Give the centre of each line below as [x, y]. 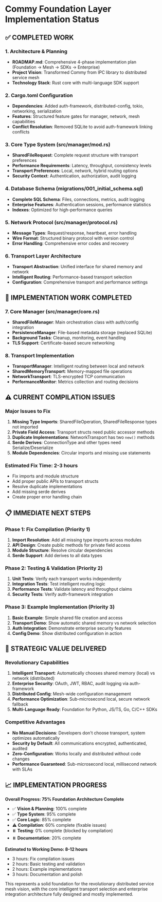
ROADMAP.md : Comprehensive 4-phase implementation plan [74, 62]
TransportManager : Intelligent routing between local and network [78, 366]
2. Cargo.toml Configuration [39, 95]
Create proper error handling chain [47, 497]
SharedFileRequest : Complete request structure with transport [75, 155]
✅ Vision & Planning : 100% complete [49, 809]
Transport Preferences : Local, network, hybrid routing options [75, 171]
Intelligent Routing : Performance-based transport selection [72, 277]
